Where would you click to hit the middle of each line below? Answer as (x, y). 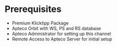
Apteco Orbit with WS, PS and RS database (56, 28)
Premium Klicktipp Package (40, 23)
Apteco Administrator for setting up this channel (61, 33)
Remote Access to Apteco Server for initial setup (62, 39)
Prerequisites (33, 9)
